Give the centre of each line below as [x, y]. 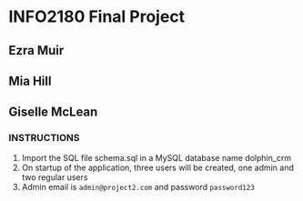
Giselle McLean [53, 112]
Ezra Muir [36, 50]
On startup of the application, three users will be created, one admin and [158, 167]
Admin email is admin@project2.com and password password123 [138, 186]
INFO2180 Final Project [97, 17]
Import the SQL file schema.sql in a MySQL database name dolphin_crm [157, 157]
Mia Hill [30, 80]
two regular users [55, 177]
